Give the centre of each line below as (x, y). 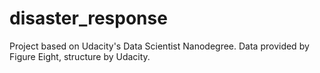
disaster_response (88, 18)
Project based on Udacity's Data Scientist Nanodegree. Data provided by (159, 46)
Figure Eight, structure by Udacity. (80, 56)
